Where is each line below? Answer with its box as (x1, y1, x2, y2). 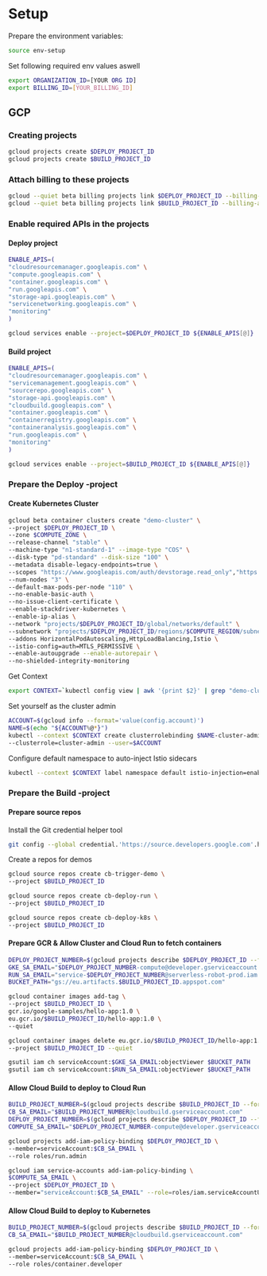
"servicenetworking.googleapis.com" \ (8, 300, 137, 308)
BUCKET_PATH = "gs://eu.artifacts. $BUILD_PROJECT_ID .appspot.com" (8, 978, 226, 986)
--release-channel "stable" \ (8, 538, 109, 546)
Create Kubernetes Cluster (8, 499, 99, 508)
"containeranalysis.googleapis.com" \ (8, 424, 137, 432)
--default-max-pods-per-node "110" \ (8, 583, 133, 591)
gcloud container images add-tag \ (8, 992, 126, 1000)
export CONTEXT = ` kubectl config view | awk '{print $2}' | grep (8, 687, 226, 695)
